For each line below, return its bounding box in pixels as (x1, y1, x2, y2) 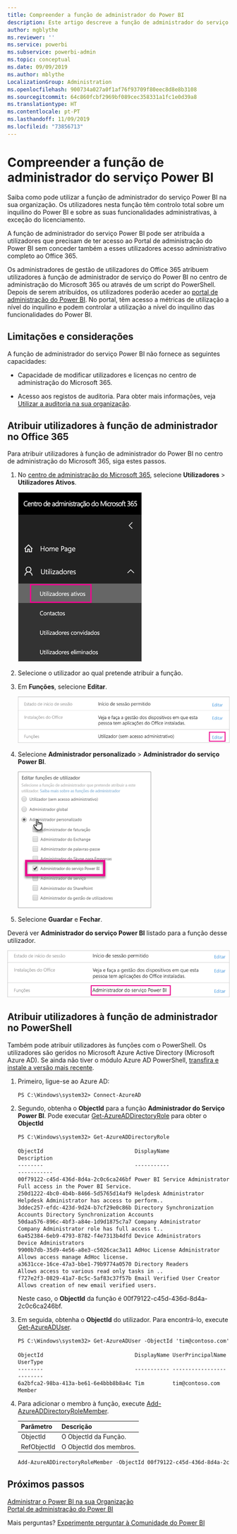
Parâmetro (20, 1422, 53, 1431)
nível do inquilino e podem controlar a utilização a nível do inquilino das (7, 302, 215, 311)
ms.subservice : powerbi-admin (7, 49, 97, 56)
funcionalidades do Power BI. (7, 310, 93, 319)
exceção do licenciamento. (7, 215, 86, 224)
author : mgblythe (7, 26, 59, 33)
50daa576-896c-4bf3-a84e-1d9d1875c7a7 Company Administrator (17, 1218, 202, 1225)
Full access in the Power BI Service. (17, 1183, 132, 1190)
